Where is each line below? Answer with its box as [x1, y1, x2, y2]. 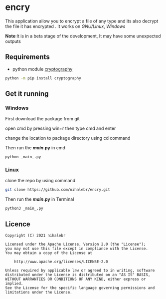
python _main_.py [5, 154, 41, 160]
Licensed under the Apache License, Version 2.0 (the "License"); [5, 242, 146, 247]
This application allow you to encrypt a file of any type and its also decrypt [5, 18, 159, 24]
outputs [5, 38, 21, 44]
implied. [5, 281, 23, 286]
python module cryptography [12, 66, 73, 72]
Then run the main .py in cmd [5, 145, 66, 151]
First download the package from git [5, 116, 80, 122]
